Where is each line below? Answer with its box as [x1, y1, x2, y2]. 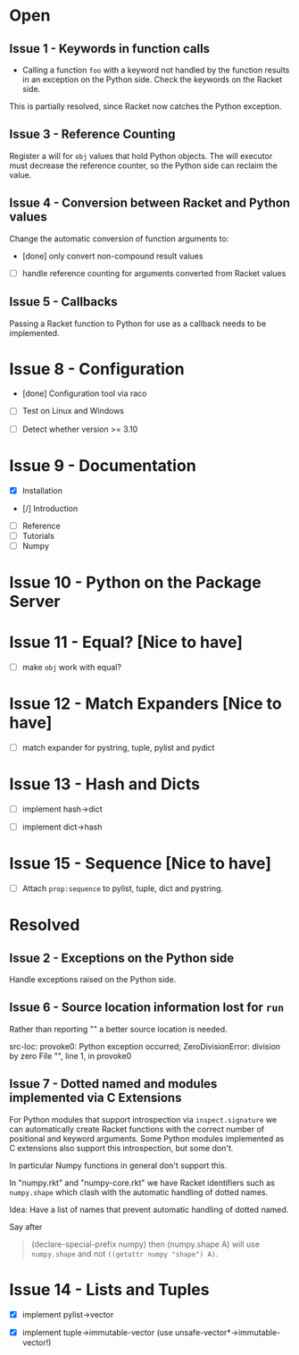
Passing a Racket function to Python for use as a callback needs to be [9, 318, 267, 329]
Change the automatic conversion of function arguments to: [9, 233, 229, 244]
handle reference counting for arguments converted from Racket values [21, 267, 287, 278]
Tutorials [21, 530, 55, 541]
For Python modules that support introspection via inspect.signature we [9, 1114, 278, 1124]
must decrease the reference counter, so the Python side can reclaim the [9, 160, 278, 171]
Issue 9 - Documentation [9, 455, 196, 476]
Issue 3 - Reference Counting [9, 127, 176, 142]
